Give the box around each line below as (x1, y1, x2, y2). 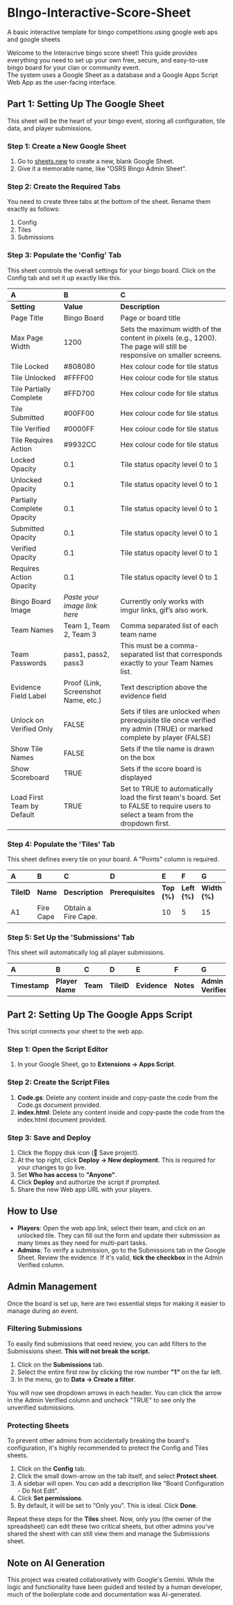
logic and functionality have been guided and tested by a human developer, (7, 1583, 223, 1591)
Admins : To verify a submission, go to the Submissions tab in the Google (17, 1246, 226, 1254)
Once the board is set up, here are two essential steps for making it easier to (7, 1299, 225, 1307)
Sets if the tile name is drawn (120, 744, 215, 753)
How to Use (7, 1205, 58, 1217)
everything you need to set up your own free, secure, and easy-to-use (7, 55, 209, 64)
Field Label (10, 691, 46, 701)
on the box (120, 753, 155, 762)
